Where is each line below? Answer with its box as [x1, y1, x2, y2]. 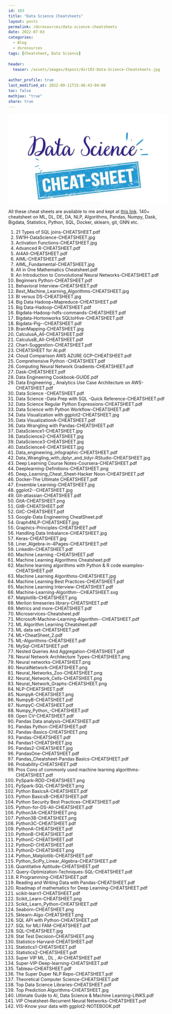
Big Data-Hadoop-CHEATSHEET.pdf [15, 304, 92, 310]
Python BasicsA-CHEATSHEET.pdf [15, 788, 88, 794]
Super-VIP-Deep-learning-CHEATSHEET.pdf [15, 960, 108, 966]
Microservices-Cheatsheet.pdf [15, 611, 80, 617]
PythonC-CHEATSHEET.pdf [15, 836, 73, 842]
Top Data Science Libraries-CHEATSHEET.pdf [15, 982, 112, 988]
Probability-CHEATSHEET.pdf [15, 762, 77, 767]
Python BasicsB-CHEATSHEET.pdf [15, 793, 88, 799]
